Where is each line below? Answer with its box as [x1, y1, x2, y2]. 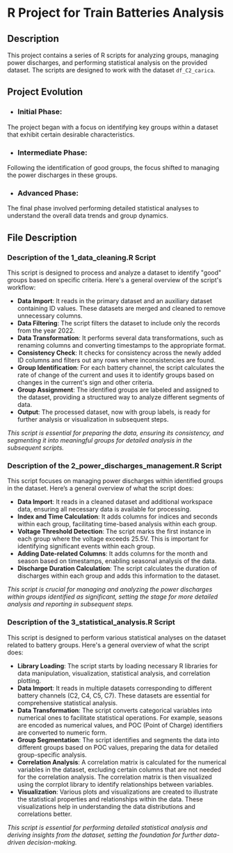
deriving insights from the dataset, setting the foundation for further [7, 831, 202, 839]
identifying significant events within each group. [17, 542, 156, 551]
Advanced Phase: [17, 188, 79, 198]
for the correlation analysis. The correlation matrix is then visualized [17, 772, 212, 781]
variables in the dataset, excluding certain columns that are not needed [17, 765, 221, 774]
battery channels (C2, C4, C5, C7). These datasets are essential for [17, 691, 210, 700]
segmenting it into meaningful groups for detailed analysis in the [7, 436, 193, 444]
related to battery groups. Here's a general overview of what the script [7, 640, 210, 649]
